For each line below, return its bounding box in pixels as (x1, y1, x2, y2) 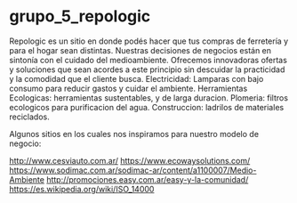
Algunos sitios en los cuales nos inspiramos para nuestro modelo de (9, 128, 260, 139)
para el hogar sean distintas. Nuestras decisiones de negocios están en (9, 45, 272, 55)
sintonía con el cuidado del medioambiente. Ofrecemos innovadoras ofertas (9, 54, 287, 65)
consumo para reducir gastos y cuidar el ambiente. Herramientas (9, 83, 248, 93)
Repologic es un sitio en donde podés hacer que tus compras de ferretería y (9, 36, 289, 46)
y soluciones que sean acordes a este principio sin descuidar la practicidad (9, 64, 285, 75)
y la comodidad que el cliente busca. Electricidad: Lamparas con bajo (9, 73, 264, 84)
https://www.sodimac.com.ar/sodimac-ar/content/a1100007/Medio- (9, 165, 257, 175)
